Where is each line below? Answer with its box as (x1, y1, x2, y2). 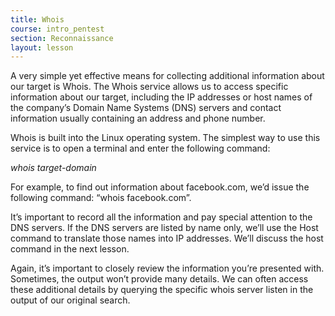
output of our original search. (10, 294, 131, 306)
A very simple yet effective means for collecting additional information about (10, 70, 325, 82)
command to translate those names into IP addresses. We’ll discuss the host (10, 232, 324, 245)
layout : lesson (10, 42, 74, 53)
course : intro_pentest (10, 24, 105, 34)
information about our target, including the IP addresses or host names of (10, 91, 313, 103)
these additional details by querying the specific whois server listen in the (10, 284, 314, 296)
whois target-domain (10, 162, 97, 174)
